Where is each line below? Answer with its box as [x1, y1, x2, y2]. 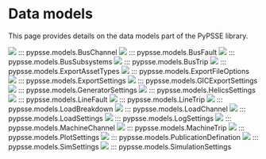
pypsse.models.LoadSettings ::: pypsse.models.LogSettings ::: [8, 113, 232, 123]
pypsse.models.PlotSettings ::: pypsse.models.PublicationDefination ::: [8, 132, 259, 142]
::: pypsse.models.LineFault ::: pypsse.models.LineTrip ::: [17, 95, 223, 104]
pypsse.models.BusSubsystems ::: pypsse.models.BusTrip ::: [8, 56, 226, 66]
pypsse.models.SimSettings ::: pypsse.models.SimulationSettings [8, 142, 232, 151]
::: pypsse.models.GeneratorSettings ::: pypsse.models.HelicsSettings [17, 85, 256, 95]
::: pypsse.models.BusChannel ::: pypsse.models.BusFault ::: [17, 47, 236, 56]
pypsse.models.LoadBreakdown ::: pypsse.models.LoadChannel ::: [8, 104, 246, 114]
